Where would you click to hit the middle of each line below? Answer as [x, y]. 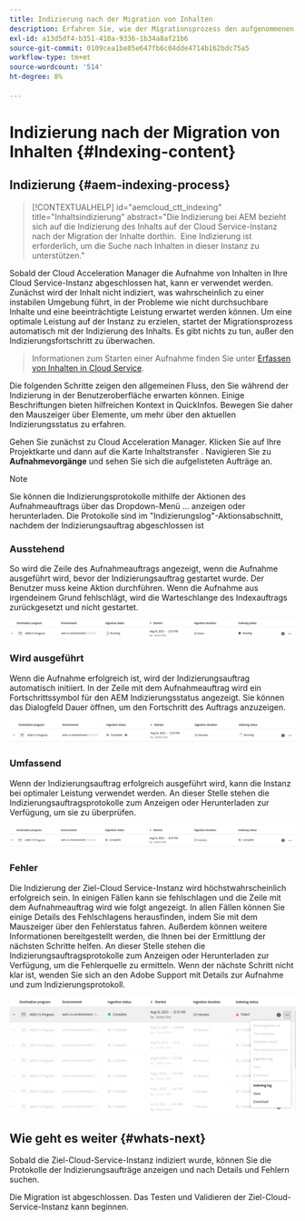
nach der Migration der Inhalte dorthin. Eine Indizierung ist [142, 235]
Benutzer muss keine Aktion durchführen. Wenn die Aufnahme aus [134, 588]
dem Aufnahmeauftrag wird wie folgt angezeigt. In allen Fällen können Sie [148, 907]
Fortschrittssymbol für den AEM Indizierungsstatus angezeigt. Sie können [147, 697]
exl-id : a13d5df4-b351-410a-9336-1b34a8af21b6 [99, 38]
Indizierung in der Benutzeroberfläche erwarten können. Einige [127, 395]
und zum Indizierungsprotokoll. [67, 984]
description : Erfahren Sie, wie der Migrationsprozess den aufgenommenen [152, 29]
